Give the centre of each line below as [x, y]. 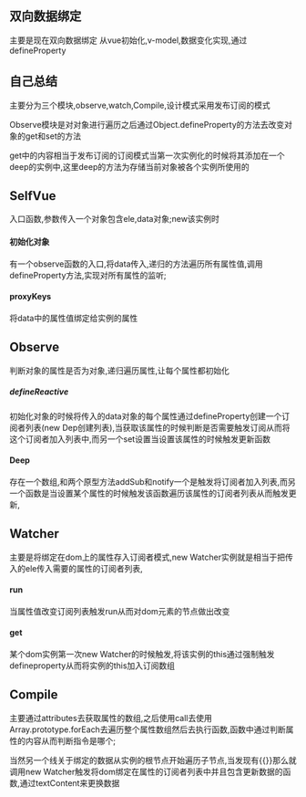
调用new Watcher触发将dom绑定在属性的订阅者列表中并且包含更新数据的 [146, 771]
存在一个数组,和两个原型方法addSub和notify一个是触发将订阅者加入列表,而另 [153, 481]
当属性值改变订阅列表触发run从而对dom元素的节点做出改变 [120, 611]
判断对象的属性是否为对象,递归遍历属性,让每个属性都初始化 [120, 370]
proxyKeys [31, 297]
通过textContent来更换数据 [70, 782]
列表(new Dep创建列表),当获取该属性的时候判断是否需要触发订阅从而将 [158, 427]
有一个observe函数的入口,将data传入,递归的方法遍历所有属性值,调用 [136, 264]
